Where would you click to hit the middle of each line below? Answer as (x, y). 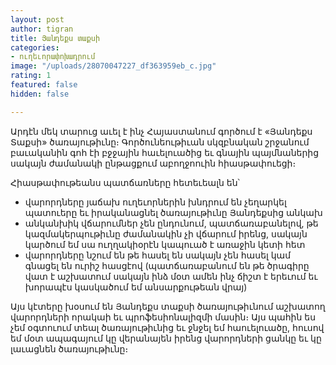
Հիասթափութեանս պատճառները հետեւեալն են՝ (125, 182)
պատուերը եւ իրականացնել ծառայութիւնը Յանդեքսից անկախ (173, 212)
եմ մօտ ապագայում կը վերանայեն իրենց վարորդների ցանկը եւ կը (166, 338)
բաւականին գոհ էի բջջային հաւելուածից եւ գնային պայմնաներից (165, 152)
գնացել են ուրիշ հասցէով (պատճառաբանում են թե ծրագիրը (167, 265)
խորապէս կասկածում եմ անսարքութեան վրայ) (136, 287)
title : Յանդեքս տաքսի (55, 38)
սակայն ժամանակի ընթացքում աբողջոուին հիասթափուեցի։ (153, 163)
